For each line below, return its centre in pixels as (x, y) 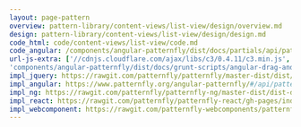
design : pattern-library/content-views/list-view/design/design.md (138, 34)
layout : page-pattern (50, 17)
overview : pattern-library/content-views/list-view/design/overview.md (146, 26)
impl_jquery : (34, 76)
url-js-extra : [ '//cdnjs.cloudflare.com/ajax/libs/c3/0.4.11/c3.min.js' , (150, 59)
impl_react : (31, 101)
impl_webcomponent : (46, 109)
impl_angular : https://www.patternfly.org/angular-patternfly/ (130, 84)
